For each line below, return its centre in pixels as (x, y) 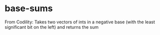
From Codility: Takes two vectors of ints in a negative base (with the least (80, 22)
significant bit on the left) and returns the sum (52, 27)
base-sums (29, 9)
